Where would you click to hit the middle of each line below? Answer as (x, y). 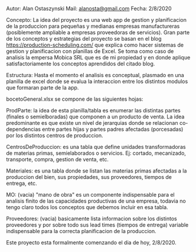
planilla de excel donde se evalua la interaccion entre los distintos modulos (97, 81)
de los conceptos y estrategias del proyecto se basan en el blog (84, 39)
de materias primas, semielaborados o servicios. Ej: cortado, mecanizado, (96, 153)
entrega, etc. (22, 183)
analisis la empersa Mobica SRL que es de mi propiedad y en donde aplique (98, 57)
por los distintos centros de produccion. (55, 135)
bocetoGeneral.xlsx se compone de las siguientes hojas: (75, 99)
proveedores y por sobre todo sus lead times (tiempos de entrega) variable (97, 225)
